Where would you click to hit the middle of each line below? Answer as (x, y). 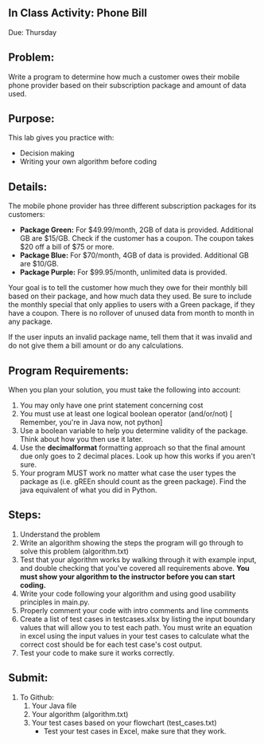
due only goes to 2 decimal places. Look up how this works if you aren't (138, 456)
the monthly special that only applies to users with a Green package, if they (132, 305)
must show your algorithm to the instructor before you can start (127, 577)
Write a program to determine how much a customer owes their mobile (124, 77)
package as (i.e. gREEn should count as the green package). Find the (133, 482)
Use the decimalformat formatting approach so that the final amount (132, 448)
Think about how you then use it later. (82, 439)
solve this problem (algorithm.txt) (74, 551)
